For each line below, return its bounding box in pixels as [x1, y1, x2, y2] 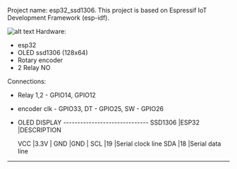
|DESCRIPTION [17, 126, 61, 134]
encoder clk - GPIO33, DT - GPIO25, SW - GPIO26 [17, 105, 164, 112]
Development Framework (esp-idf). [7, 13, 109, 22]
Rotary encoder [17, 56, 63, 64]
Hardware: [35, 28, 67, 35]
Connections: [7, 77, 47, 86]
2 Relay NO [17, 64, 51, 71]
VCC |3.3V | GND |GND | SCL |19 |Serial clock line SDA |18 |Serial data [17, 139, 221, 148]
